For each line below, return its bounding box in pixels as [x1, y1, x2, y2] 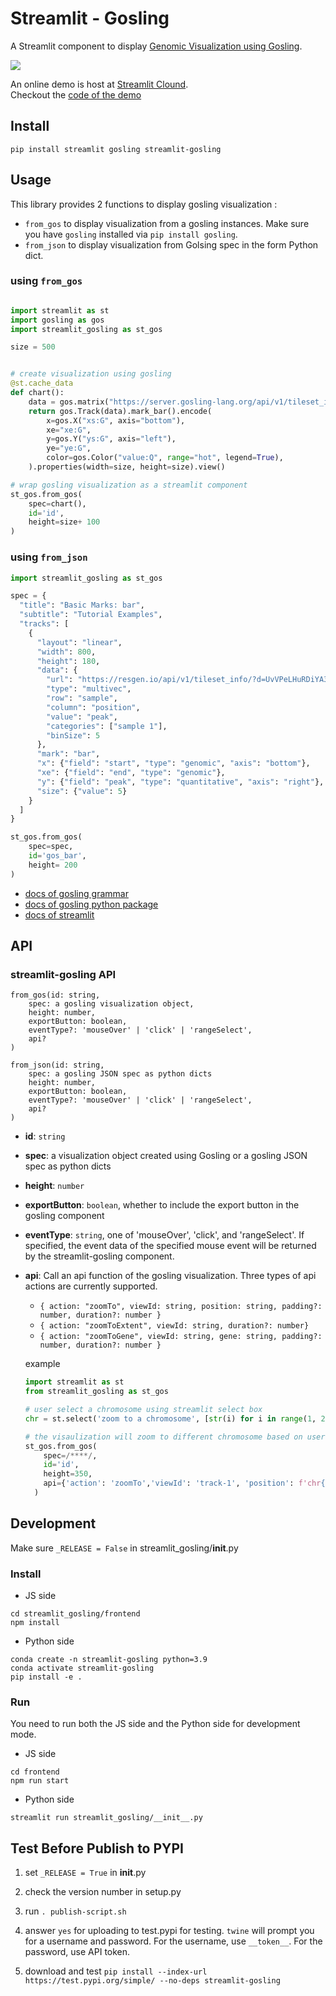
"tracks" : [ [19, 619, 70, 629]
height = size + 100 [28, 517, 101, 527]
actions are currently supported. [24, 1280, 158, 1292]
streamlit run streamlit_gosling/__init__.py [10, 1813, 203, 1823]
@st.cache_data [10, 378, 74, 389]
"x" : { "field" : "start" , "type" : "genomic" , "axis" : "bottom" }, [36, 758, 311, 769]
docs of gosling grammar [24, 887, 129, 899]
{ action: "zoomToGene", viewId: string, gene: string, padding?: [39, 1332, 323, 1342]
